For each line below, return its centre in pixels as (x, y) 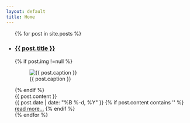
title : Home (20, 17)
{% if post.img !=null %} (44, 61)
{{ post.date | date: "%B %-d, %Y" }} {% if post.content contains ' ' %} (99, 102)
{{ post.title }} (35, 48)
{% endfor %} (31, 115)
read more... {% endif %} (45, 108)
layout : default (26, 11)
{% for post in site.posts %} (48, 33)
